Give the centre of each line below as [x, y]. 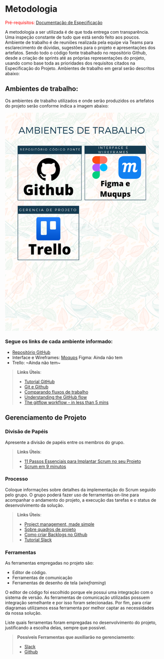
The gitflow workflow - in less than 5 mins [66, 402]
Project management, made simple [59, 524]
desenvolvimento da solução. [35, 505]
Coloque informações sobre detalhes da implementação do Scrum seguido [81, 489]
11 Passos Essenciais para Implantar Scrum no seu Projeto [83, 461]
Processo [17, 479]
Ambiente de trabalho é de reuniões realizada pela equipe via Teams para [79, 42]
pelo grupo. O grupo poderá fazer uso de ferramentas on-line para [72, 495]
